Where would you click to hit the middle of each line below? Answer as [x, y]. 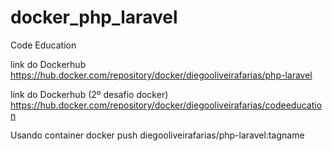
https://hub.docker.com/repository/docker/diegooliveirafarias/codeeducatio [166, 105]
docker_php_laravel [94, 17]
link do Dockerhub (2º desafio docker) [89, 94]
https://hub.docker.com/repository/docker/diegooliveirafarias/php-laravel [161, 75]
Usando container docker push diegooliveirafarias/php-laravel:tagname [157, 135]
